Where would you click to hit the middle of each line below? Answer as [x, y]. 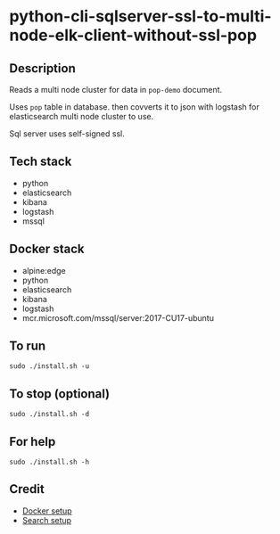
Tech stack [41, 162]
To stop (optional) [59, 394]
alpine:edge [44, 270]
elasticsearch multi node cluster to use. [82, 116]
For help [33, 442]
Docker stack [47, 249]
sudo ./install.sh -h [49, 462]
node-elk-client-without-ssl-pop [133, 35]
